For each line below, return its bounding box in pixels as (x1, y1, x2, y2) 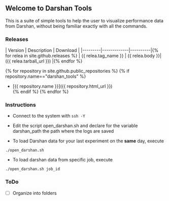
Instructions (5, 101, 37, 108)
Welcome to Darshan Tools (5, 4, 92, 13)
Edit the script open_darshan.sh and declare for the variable (12, 123, 138, 129)
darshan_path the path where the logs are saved (12, 128, 114, 134)
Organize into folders (12, 190, 57, 196)
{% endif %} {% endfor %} (12, 89, 69, 95)
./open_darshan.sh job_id (5, 166, 60, 172)
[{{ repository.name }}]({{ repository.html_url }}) (12, 83, 113, 90)
